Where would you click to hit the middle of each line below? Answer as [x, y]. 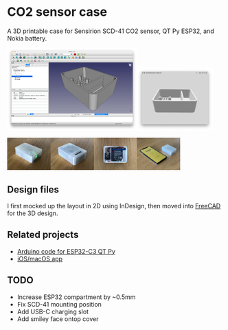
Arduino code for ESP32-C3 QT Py [66, 251]
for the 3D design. [33, 213]
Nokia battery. [27, 38]
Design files [33, 189]
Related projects [43, 235]
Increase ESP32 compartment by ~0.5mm [76, 297]
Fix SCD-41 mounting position [59, 304]
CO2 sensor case [57, 12]
